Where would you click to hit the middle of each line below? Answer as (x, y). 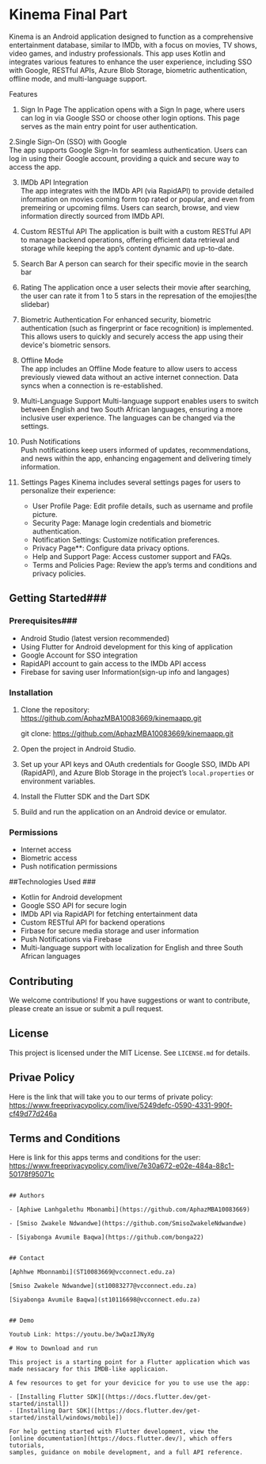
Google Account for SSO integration (79, 655)
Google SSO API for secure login (74, 906)
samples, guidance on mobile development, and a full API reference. (126, 1453)
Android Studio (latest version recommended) (95, 638)
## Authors (27, 1196)
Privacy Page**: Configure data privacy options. (111, 548)
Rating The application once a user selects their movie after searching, (136, 287)
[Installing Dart (45, 1411)
